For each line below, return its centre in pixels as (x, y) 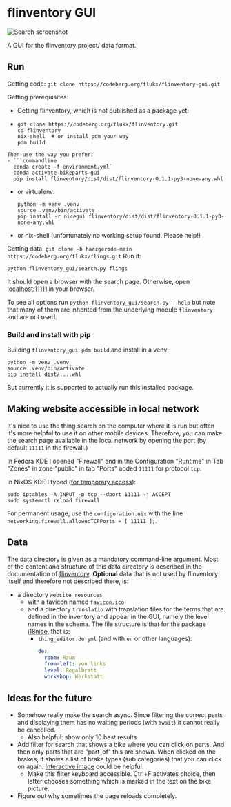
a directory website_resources (60, 594)
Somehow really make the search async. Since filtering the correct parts (120, 715)
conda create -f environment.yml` (63, 167)
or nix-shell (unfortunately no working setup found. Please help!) (109, 235)
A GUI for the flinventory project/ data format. (72, 45)
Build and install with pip (49, 334)
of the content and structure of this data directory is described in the (104, 566)
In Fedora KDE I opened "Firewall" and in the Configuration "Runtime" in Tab (115, 461)
